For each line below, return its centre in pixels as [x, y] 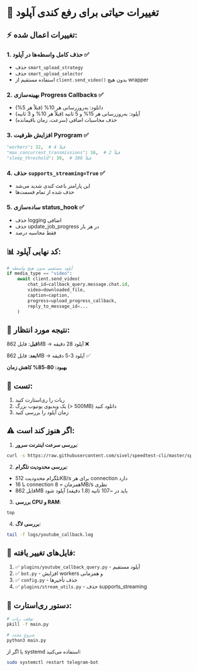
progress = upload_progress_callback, [72, 301]
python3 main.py [26, 640]
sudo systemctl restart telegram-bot [53, 662]
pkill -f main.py [28, 624]
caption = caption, [49, 295]
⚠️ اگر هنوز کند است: [41, 431]
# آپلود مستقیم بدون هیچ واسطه [39, 268]
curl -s [16, 456]
